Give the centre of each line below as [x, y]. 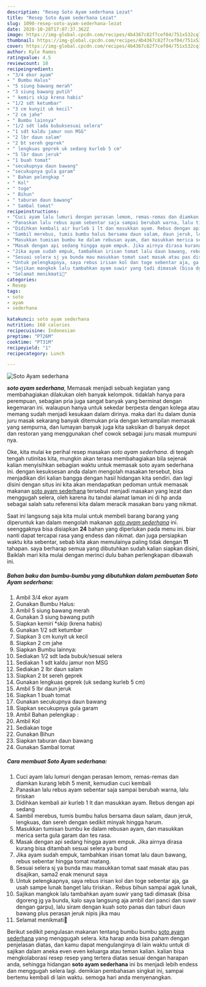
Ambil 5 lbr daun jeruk [44, 689]
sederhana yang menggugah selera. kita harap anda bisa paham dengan [98, 939]
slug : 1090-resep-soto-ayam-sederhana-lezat [64, 23]
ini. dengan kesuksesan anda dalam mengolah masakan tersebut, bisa [95, 472]
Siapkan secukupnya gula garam [57, 708]
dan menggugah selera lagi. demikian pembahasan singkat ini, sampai [95, 971]
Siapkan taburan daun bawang [54, 741]
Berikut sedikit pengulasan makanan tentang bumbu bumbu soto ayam [96, 932]
